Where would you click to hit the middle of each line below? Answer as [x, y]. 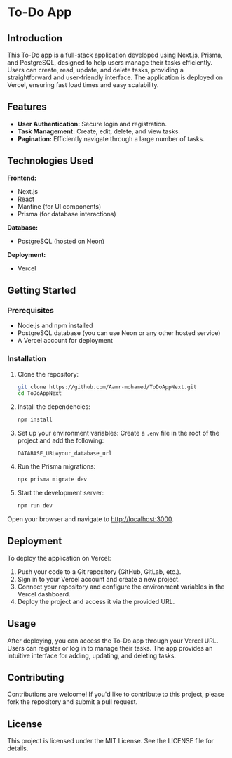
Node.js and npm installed [55, 326]
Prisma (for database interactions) [67, 214]
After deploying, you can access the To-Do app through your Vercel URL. [113, 641]
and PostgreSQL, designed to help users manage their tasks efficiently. [110, 63]
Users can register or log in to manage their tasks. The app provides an [110, 648]
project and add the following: [61, 440]
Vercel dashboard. [44, 594]
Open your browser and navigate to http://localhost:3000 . [90, 519]
